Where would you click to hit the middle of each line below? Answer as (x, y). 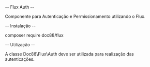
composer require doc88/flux (34, 35)
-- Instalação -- (21, 26)
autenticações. (20, 59)
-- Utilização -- (20, 45)
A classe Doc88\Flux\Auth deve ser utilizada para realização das (69, 54)
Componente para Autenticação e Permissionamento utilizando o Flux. (75, 16)
